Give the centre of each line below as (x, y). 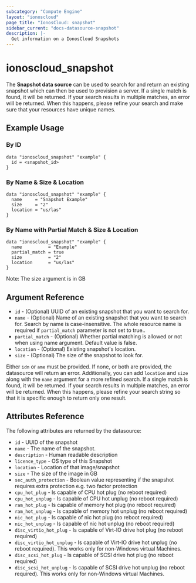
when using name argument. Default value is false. (76, 343)
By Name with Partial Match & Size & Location (72, 229)
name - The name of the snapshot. (55, 448)
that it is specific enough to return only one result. (67, 398)
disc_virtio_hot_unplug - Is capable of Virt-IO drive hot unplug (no (96, 542)
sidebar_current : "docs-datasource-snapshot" (62, 28)
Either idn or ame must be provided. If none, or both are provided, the (89, 367)
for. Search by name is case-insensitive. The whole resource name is (98, 324)
